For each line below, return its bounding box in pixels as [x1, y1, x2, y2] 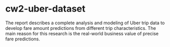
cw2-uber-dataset [5, 3, 86, 15]
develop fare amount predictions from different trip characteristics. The [5, 25, 156, 31]
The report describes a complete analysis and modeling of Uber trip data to [5, 20, 165, 26]
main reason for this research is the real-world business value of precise [5, 30, 159, 36]
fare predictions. [5, 36, 40, 42]
